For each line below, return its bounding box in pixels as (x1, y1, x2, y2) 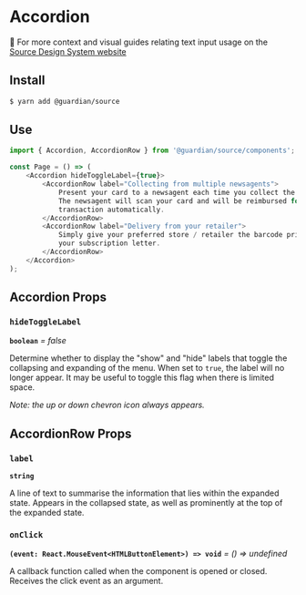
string (9, 472, 35, 481)
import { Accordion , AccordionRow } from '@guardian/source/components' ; (9, 146, 296, 156)
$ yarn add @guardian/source (9, 97, 120, 106)
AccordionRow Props (9, 426, 132, 441)
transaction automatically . (57, 205, 166, 214)
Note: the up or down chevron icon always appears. (9, 399, 205, 411)
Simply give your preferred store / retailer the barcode (57, 231, 283, 240)
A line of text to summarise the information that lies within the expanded (9, 487, 280, 498)
